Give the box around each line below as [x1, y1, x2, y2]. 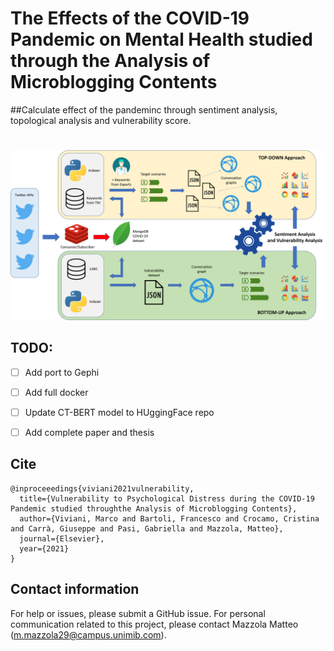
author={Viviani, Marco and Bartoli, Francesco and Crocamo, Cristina [19, 513, 320, 524]
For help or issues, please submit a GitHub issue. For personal [10, 607, 266, 619]
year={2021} [19, 543, 70, 554]
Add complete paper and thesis [24, 426, 155, 438]
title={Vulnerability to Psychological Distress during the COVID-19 [19, 493, 315, 504]
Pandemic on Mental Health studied [10, 28, 313, 51]
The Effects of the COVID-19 [10, 7, 250, 30]
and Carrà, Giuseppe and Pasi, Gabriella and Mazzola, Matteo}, [10, 523, 284, 534]
